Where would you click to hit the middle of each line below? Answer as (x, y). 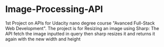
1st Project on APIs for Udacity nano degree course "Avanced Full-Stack (80, 23)
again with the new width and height (43, 39)
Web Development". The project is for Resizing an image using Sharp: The (82, 28)
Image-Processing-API (54, 9)
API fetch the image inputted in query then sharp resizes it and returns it (80, 33)
